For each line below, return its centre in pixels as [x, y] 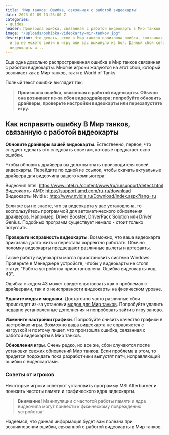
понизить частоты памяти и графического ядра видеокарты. [70, 391]
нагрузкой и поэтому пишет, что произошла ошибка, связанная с [75, 330]
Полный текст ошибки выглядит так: [44, 82]
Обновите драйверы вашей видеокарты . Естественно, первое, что [78, 144]
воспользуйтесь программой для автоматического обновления [74, 211]
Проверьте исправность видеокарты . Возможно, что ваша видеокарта [83, 237]
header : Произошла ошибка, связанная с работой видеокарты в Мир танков [83, 29]
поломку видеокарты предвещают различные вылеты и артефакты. [78, 248]
